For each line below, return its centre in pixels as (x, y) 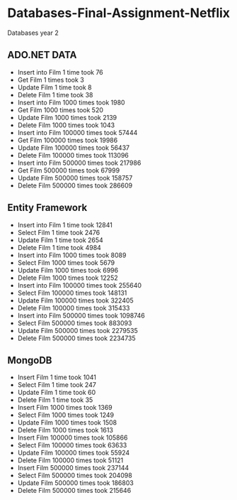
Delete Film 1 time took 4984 (59, 247)
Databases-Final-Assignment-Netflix (119, 13)
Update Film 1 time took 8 (54, 87)
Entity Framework (47, 208)
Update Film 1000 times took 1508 (67, 423)
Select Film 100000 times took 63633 (72, 445)
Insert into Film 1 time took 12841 (65, 224)
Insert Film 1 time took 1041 (57, 377)
